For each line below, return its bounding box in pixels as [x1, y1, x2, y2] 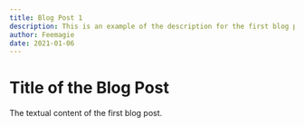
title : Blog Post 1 [9, 13, 83, 23]
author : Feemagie [9, 30, 75, 39]
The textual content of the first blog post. [9, 108, 163, 119]
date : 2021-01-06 [9, 38, 75, 48]
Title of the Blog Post [9, 78, 170, 98]
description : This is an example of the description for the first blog [9, 22, 290, 31]
